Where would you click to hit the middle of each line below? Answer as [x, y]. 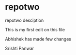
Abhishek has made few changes [38, 39]
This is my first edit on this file [35, 29]
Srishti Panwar [20, 48]
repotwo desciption [24, 20]
